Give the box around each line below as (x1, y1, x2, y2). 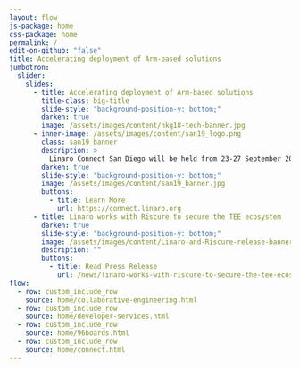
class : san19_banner (41, 138, 118, 146)
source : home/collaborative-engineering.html (25, 296, 198, 305)
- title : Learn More (48, 196, 126, 205)
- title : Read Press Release (48, 263, 158, 272)
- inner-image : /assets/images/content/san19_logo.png (32, 130, 242, 138)
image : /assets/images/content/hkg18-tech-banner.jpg (41, 121, 246, 130)
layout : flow (9, 13, 58, 22)
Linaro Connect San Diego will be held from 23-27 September (48, 154, 281, 163)
